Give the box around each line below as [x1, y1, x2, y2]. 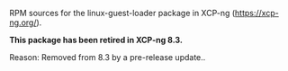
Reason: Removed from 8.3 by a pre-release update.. [9, 52, 206, 62]
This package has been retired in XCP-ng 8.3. [9, 35, 183, 45]
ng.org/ [9, 17, 37, 28]
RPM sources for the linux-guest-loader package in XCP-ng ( [9, 8, 236, 18]
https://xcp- [234, 8, 279, 18]
